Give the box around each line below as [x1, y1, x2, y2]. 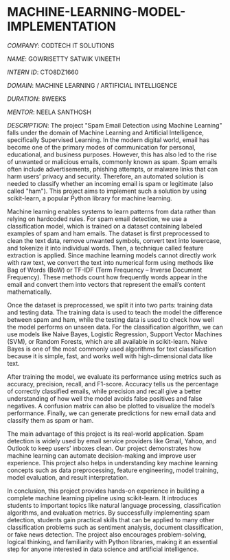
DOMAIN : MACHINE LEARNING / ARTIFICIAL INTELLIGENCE [7, 81, 178, 89]
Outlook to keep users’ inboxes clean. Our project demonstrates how [7, 444, 202, 452]
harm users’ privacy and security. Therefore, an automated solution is [7, 172, 204, 180]
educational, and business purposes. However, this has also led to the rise [7, 150, 218, 159]
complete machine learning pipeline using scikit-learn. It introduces [7, 493, 198, 502]
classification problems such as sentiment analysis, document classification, [7, 523, 223, 531]
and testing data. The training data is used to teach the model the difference [7, 308, 222, 316]
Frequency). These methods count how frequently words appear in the [7, 272, 207, 281]
